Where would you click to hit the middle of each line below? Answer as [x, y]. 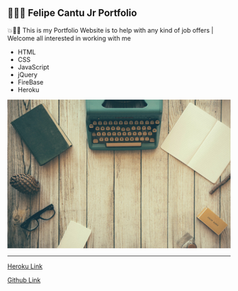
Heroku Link [25, 266]
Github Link [24, 280]
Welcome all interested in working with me [69, 38]
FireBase [30, 82]
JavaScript [33, 67]
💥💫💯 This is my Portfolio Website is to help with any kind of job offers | [110, 30]
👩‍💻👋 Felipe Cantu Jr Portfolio [72, 13]
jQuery [27, 75]
